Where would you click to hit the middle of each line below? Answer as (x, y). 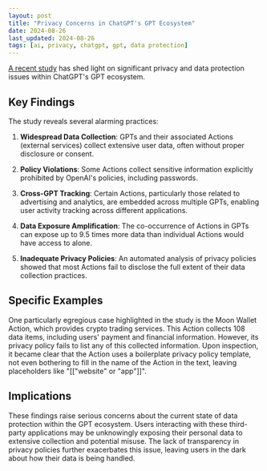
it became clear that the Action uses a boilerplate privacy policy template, (130, 354)
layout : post (30, 16)
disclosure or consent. (57, 154)
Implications (40, 396)
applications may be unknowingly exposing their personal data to (135, 433)
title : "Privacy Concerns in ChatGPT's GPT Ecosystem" (102, 23)
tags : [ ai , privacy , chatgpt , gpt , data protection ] (98, 46)
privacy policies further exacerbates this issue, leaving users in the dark (127, 449)
